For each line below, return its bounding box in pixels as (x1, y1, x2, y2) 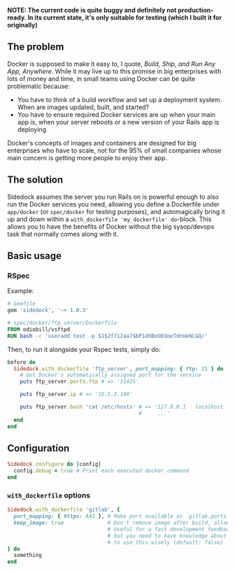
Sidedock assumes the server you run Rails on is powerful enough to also (7, 192, 219, 201)
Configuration (7, 442, 70, 454)
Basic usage (7, 250, 62, 262)
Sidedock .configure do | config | (7, 461, 101, 468)
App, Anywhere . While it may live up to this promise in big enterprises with (7, 66, 222, 76)
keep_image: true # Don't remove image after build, (13, 519, 211, 527)
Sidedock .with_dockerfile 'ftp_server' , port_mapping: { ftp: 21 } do (13, 365, 224, 372)
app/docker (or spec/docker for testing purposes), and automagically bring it (7, 207, 225, 216)
